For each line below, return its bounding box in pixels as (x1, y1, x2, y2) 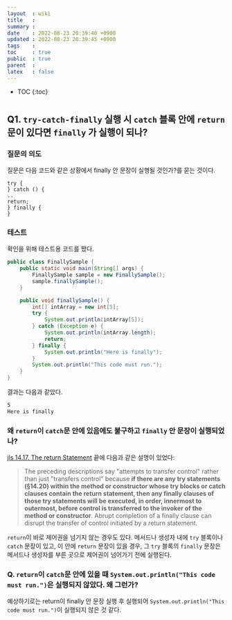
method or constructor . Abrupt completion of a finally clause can (24, 512, 212, 520)
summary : (7, 23, 36, 30)
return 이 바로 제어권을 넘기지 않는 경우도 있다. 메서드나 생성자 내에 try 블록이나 (7, 533, 224, 542)
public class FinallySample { (7, 258, 95, 266)
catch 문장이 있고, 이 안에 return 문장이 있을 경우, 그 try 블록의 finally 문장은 (7, 542, 221, 551)
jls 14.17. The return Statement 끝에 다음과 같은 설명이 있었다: (7, 453, 175, 462)
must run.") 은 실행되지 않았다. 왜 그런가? (7, 580, 139, 589)
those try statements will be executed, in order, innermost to (24, 497, 202, 505)
